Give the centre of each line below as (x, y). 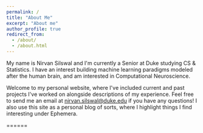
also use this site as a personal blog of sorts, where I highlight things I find (99, 107)
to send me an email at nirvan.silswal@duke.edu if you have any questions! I (102, 100)
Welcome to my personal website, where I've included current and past (95, 87)
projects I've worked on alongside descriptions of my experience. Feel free (100, 94)
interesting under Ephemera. (42, 114)
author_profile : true (34, 29)
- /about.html (29, 46)
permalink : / (23, 12)
